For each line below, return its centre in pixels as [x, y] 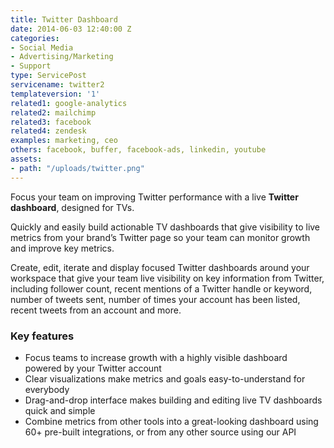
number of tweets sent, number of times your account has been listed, [155, 299]
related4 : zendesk [48, 131]
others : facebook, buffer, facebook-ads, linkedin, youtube [138, 150]
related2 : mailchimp [53, 112]
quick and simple [60, 410]
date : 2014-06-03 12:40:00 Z [71, 29]
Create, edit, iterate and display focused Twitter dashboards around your [160, 267]
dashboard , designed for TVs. [72, 207]
